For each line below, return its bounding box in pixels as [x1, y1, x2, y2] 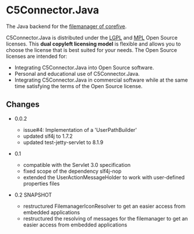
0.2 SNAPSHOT [14, 191, 52, 198]
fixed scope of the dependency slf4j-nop [23, 167, 122, 174]
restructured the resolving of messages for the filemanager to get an [23, 215, 188, 222]
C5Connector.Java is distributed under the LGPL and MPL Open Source [6, 34, 178, 41]
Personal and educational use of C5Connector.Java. [14, 70, 140, 77]
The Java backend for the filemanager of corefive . [6, 23, 127, 30]
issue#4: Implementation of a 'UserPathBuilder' [23, 126, 137, 133]
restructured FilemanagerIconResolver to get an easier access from [23, 202, 186, 209]
